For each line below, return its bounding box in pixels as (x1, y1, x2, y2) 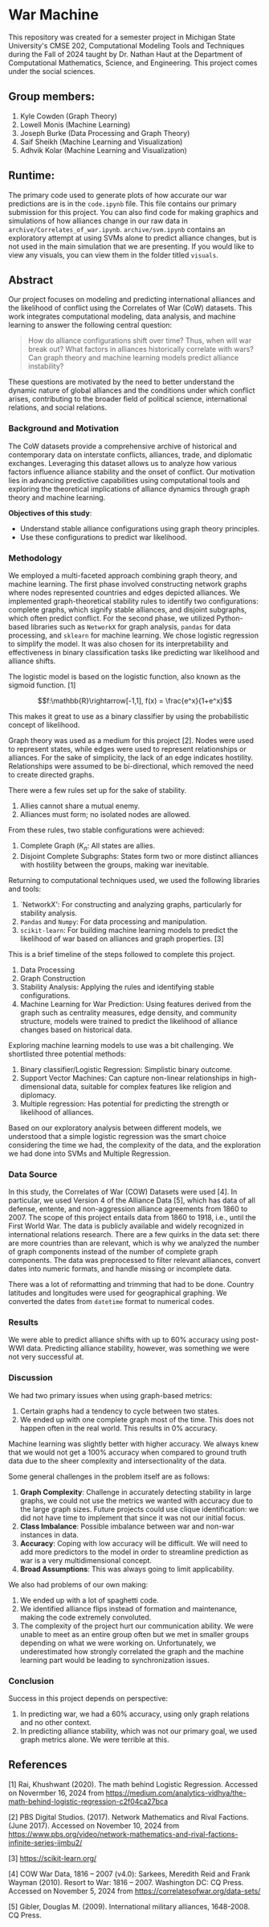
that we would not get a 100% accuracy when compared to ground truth (8, 1447, 247, 1457)
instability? (27, 361, 64, 371)
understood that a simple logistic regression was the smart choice (8, 1131, 226, 1141)
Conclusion (8, 1675, 55, 1686)
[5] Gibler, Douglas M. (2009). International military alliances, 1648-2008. (8, 1901, 251, 1911)
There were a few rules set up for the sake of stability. (8, 785, 187, 794)
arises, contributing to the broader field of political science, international (8, 394, 247, 404)
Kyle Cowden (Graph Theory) (19, 111, 118, 121)
